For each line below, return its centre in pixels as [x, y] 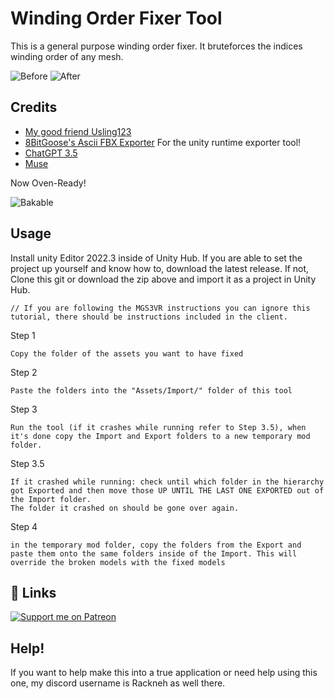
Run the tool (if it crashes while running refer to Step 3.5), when [158, 427]
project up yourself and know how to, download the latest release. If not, [160, 268]
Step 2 [24, 372]
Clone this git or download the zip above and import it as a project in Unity [163, 279]
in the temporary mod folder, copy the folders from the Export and [156, 545]
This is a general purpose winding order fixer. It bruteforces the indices [156, 46]
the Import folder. [51, 499]
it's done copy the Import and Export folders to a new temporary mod [160, 436]
